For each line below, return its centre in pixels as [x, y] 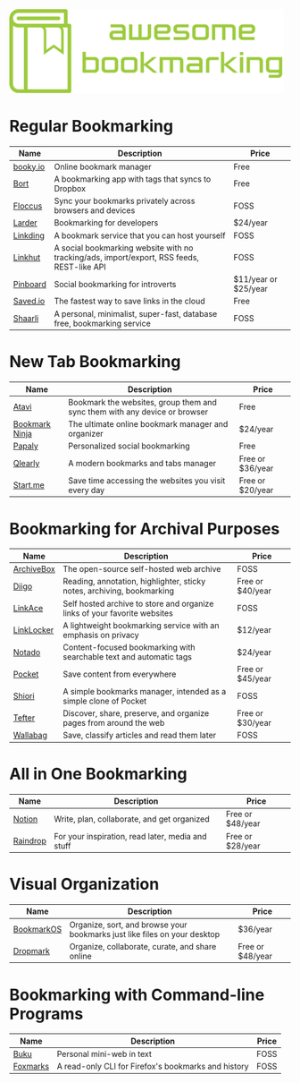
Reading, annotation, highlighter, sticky [134, 582]
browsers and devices [95, 210]
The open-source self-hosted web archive [142, 569]
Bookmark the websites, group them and [142, 402]
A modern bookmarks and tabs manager [142, 464]
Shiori [24, 696]
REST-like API [80, 267]
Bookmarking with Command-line [137, 995]
